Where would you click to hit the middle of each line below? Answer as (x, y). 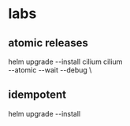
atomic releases (48, 43)
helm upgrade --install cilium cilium (65, 61)
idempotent (37, 95)
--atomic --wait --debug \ (50, 70)
